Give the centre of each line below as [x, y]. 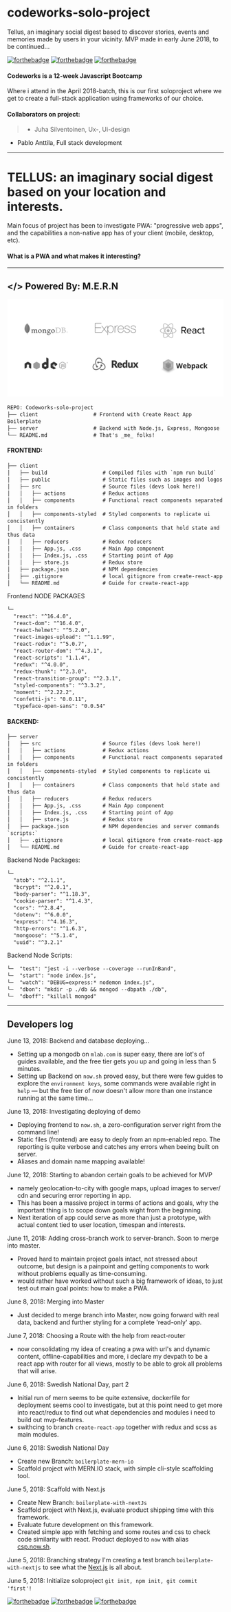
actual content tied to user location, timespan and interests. [101, 1225]
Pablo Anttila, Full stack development [69, 143]
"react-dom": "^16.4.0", [49, 623]
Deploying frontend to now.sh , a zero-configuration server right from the [119, 1124]
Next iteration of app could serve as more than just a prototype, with [114, 1217]
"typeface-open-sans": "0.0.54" [60, 706]
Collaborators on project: [44, 114]
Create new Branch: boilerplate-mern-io [75, 1461]
